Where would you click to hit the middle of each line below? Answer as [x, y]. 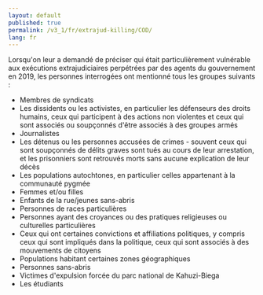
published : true [35, 23]
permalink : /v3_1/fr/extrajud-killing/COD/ [80, 30]
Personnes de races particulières [73, 208]
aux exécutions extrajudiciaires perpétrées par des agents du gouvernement [132, 68]
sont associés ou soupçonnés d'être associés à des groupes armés [128, 125]
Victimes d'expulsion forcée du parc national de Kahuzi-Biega [119, 275]
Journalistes [40, 134]
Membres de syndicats [57, 100]
